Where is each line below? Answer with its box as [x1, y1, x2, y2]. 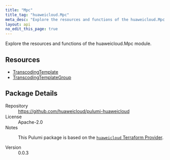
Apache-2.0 [18, 119, 43, 125]
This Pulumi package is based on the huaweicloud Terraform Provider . [18, 134, 164, 141]
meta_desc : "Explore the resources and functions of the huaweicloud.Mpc [5, 17, 165, 22]
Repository [5, 103, 28, 109]
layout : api [5, 21, 31, 27]
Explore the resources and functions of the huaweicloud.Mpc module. [5, 40, 152, 47]
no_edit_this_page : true [5, 27, 58, 32]
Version [5, 144, 21, 150]
